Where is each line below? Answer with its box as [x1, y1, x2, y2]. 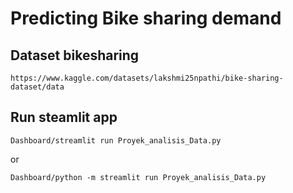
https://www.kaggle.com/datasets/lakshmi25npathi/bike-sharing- [10, 73, 284, 83]
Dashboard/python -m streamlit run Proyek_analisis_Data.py [10, 172, 267, 182]
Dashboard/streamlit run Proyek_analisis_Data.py [10, 135, 222, 146]
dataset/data [10, 82, 65, 92]
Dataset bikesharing [10, 47, 140, 64]
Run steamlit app [10, 109, 118, 126]
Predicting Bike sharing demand [10, 7, 282, 30]
